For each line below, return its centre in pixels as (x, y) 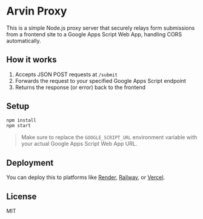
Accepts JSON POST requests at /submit (66, 74)
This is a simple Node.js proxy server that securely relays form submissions (101, 28)
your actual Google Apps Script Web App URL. (79, 144)
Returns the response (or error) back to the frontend (80, 87)
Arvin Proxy (37, 11)
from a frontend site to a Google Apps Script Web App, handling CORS (94, 34)
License (22, 196)
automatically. (24, 41)
